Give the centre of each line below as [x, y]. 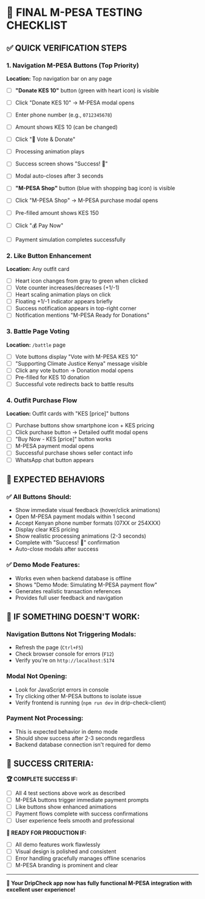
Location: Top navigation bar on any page [59, 78]
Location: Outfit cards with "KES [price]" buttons [68, 414]
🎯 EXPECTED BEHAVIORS [56, 479]
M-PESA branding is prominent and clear [67, 865]
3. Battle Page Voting [38, 331]
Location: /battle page [36, 345]
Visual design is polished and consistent [66, 851]
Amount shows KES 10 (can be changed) [66, 127]
